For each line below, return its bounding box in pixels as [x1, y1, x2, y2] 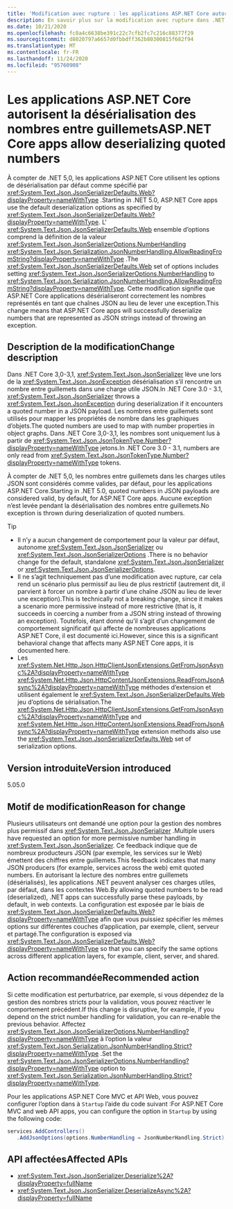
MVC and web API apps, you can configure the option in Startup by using [7, 1107, 217, 1115]
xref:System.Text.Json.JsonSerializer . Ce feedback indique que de [7, 841, 198, 850]
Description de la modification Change [7, 341, 175, 352]
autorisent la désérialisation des [7, 106, 196, 122]
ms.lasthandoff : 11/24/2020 [7, 55, 89, 62]
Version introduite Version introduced [7, 762, 171, 774]
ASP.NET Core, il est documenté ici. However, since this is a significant [17, 632, 218, 640]
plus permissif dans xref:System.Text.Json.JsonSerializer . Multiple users [7, 827, 215, 834]
